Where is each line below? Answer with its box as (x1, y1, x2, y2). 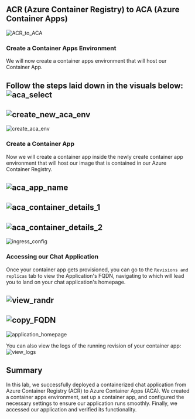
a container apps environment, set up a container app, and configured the (6, 393, 184, 400)
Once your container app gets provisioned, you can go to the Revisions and (6, 266, 189, 273)
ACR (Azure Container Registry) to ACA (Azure (6, 5, 180, 15)
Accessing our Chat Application (6, 253, 99, 261)
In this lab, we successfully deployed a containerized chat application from (6, 381, 187, 388)
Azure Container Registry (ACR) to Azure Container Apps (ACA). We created (6, 387, 190, 394)
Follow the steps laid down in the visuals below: (6, 80, 183, 90)
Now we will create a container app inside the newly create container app (6, 153, 183, 160)
